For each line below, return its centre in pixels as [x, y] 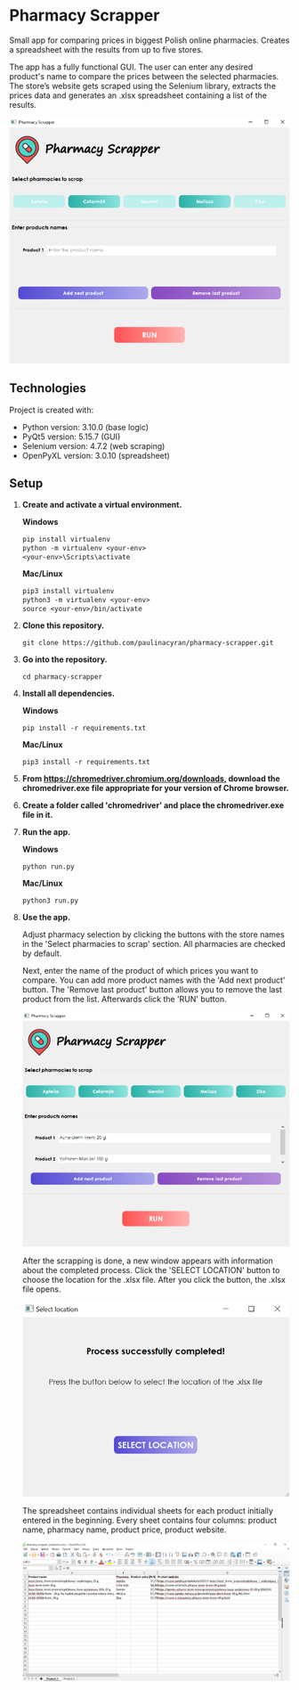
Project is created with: [52, 410]
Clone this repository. [63, 625]
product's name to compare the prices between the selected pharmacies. [144, 76]
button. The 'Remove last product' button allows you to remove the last [152, 990]
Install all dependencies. [69, 694]
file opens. [41, 1289]
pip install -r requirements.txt [84, 728]
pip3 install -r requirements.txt [86, 763]
